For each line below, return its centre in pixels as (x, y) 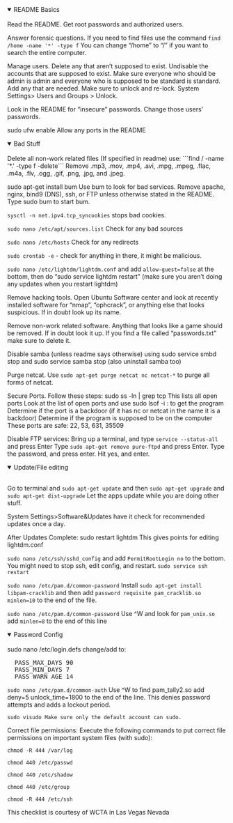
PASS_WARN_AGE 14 (44, 676)
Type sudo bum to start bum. (49, 201)
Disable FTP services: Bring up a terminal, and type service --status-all (113, 439)
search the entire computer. (47, 53)
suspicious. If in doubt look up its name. (64, 312)
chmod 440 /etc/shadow (40, 775)
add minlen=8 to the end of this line (57, 621)
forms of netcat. (30, 382)
